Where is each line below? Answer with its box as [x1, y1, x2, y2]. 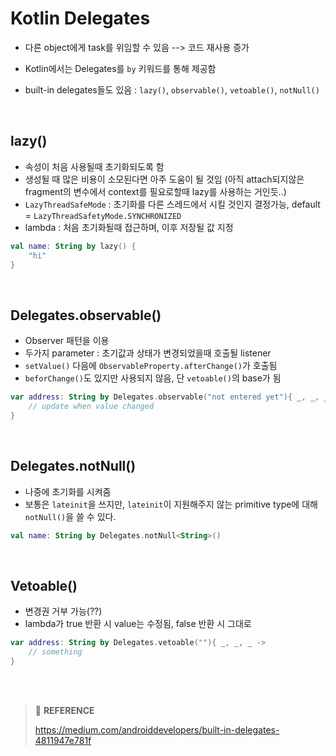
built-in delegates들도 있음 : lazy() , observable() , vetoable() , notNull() [24, 83, 320, 96]
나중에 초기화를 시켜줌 [24, 485, 112, 497]
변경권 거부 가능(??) [24, 605, 103, 617]
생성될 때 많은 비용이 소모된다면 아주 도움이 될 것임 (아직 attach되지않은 [24, 173, 305, 185]
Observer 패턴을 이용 [24, 335, 110, 347]
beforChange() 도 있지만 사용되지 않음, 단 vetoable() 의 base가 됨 [24, 372, 282, 384]
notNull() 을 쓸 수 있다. [24, 510, 117, 522]
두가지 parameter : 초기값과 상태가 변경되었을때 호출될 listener [24, 347, 272, 359]
